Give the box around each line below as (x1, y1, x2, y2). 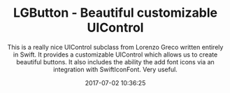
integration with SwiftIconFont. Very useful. (53, 65, 178, 73)
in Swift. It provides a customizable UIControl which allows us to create (13, 50, 218, 59)
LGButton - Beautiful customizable (13, 5, 218, 21)
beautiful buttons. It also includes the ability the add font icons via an (16, 57, 215, 66)
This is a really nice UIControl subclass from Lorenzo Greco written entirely (7, 43, 224, 51)
